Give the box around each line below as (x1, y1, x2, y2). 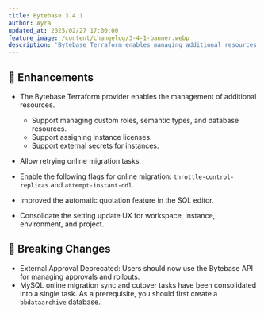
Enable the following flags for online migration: (19, 172, 172, 181)
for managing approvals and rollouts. (19, 272, 140, 281)
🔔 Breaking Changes (8, 242, 111, 256)
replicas (19, 181, 49, 189)
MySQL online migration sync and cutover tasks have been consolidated (19, 280, 257, 290)
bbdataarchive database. (19, 297, 101, 307)
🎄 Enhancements (8, 71, 94, 84)
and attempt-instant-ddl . (50, 180, 135, 189)
